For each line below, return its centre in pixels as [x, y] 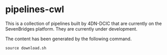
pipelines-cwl [35, 9]
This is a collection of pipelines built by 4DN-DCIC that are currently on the [84, 23]
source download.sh [26, 48]
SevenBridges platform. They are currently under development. [71, 29]
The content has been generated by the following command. [69, 39]
